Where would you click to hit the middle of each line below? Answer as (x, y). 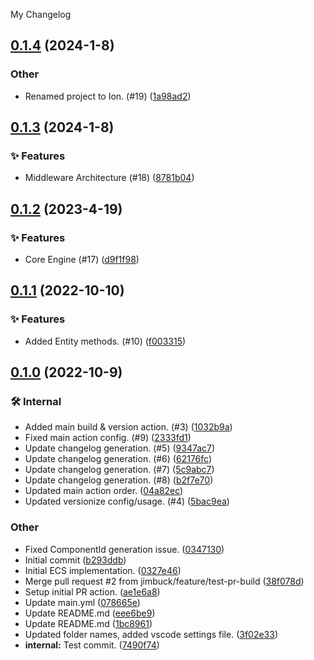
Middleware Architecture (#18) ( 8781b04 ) (109, 178)
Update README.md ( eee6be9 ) (90, 613)
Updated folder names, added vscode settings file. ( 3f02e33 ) (151, 634)
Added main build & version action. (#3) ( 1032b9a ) (128, 427)
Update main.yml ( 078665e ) (82, 602)
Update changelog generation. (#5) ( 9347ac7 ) (120, 448)
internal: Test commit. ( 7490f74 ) (92, 645)
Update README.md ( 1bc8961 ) (88, 623)
